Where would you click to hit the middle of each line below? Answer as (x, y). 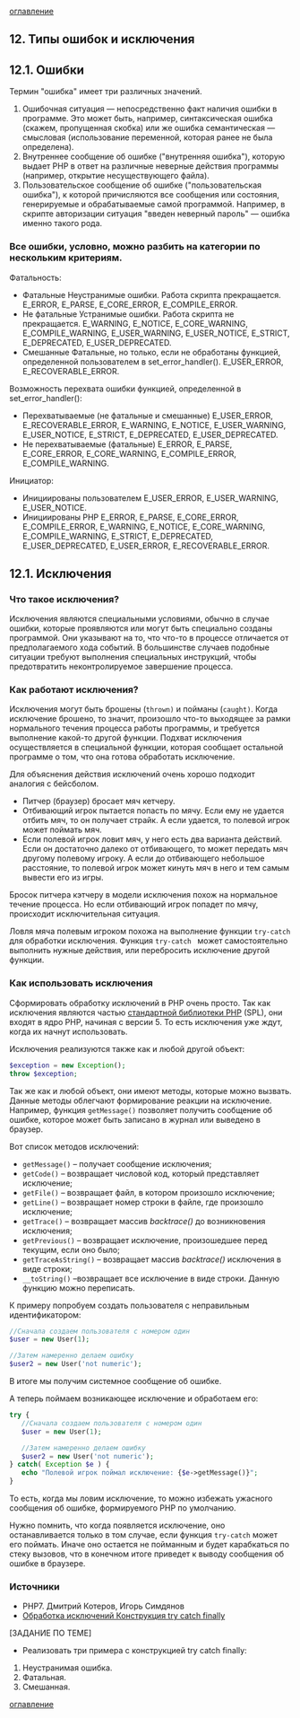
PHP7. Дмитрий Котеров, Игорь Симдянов (103, 1606)
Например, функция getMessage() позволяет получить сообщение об (141, 1109)
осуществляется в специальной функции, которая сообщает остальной (146, 748)
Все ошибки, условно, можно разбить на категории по (135, 247)
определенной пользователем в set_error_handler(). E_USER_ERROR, (153, 362)
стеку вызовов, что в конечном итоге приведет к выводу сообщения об (147, 1554)
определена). (48, 147)
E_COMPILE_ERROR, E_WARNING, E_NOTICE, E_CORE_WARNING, (144, 526)
